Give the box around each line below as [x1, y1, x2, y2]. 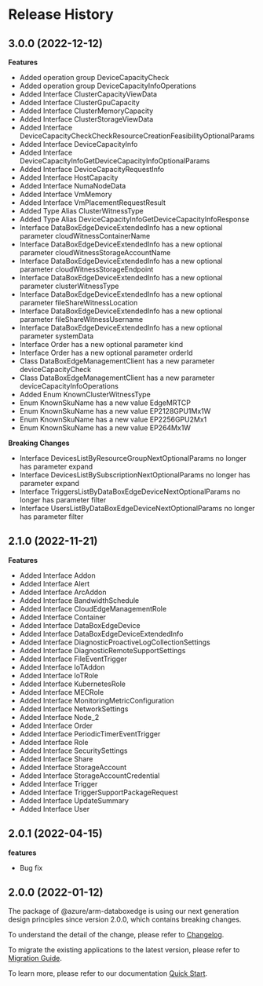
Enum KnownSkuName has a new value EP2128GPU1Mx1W [19, 407, 211, 415]
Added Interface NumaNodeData [19, 181, 126, 190]
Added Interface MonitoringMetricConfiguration [19, 696, 174, 705]
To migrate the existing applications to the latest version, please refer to [8, 945, 240, 955]
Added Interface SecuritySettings [19, 746, 128, 755]
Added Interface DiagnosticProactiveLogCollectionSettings [19, 637, 210, 647]
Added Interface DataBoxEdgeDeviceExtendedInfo [19, 629, 184, 638]
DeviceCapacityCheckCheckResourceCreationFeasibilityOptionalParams [19, 131, 255, 141]
